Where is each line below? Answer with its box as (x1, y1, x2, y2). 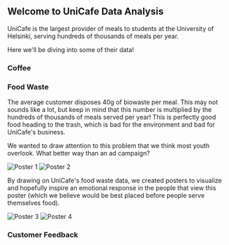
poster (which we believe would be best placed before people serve (7, 191, 205, 200)
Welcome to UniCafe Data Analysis (7, 6, 164, 18)
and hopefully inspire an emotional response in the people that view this (7, 184, 216, 192)
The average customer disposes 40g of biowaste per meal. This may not (7, 98, 218, 106)
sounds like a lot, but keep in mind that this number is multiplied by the (7, 106, 212, 114)
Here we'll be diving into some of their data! (7, 45, 135, 54)
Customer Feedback (7, 230, 79, 239)
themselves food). (7, 199, 60, 207)
